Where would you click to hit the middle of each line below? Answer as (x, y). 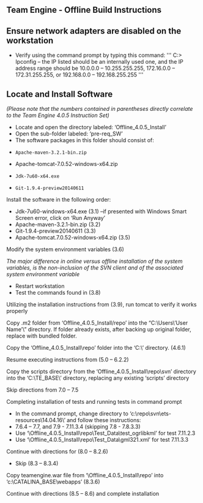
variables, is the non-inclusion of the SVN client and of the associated (95, 268)
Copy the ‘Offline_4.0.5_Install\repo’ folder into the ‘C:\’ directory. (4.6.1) (96, 348)
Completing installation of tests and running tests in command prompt (94, 402)
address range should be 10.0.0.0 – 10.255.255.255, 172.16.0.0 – (95, 68)
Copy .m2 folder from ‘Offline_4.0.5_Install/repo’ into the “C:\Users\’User (97, 323)
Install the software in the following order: (59, 200)
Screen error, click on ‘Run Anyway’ (60, 218)
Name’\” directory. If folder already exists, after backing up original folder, (99, 330)
